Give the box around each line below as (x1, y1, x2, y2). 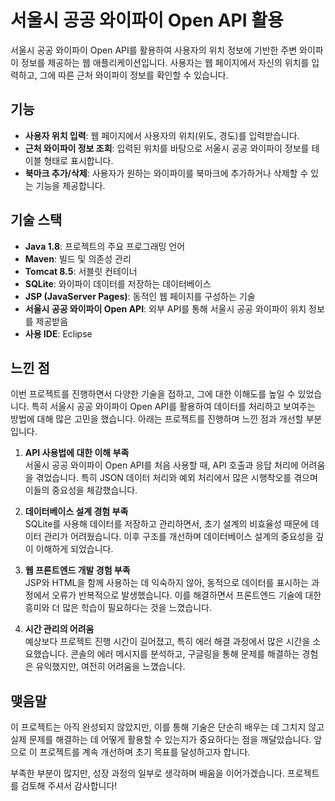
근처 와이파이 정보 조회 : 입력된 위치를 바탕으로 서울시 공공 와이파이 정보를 (24, 142, 310, 154)
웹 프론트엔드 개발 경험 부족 (24, 564, 131, 576)
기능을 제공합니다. (35, 179, 106, 191)
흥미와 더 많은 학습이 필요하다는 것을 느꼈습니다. (24, 602, 212, 614)
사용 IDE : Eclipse (24, 327, 93, 340)
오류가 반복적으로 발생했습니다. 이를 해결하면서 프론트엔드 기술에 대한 (51, 589, 322, 601)
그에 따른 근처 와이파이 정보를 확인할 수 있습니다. (39, 69, 229, 81)
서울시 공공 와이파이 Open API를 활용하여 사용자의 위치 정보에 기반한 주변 (10, 44, 298, 56)
